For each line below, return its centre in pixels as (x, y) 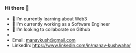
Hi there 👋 (17, 8)
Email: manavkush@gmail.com (44, 40)
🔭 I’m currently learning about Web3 (49, 19)
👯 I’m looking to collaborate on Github (51, 29)
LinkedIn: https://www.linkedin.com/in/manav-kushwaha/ (71, 45)
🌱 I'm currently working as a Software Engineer (61, 24)
